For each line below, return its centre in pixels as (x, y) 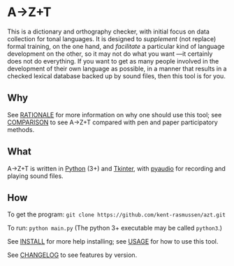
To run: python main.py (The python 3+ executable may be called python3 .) (115, 228)
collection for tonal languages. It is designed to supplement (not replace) (112, 38)
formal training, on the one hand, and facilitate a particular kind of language (116, 46)
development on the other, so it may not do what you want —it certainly (110, 54)
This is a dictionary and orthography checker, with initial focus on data (108, 31)
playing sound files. (36, 176)
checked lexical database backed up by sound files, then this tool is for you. (116, 76)
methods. (21, 129)
